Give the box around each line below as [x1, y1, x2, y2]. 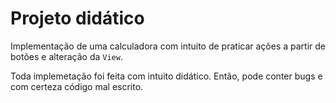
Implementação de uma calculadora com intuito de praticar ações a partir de [10, 40, 326, 52]
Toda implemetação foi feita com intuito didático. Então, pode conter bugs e [10, 70, 323, 82]
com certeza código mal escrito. [10, 80, 144, 92]
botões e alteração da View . [10, 50, 123, 62]
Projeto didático [10, 7, 145, 30]
